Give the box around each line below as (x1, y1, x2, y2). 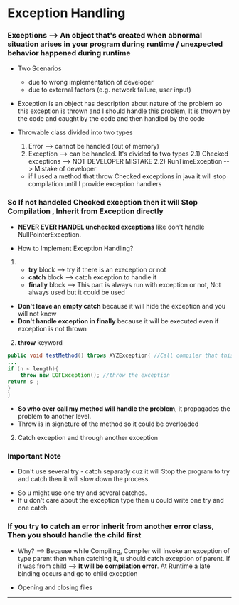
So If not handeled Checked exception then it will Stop (7, 198, 198, 208)
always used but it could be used (28, 288, 126, 296)
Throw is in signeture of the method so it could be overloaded (17, 419, 199, 428)
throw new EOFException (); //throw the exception (20, 372, 171, 379)
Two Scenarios (17, 64, 62, 73)
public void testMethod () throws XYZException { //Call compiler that (7, 352, 218, 359)
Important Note (7, 451, 62, 461)
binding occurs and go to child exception (17, 569, 138, 577)
